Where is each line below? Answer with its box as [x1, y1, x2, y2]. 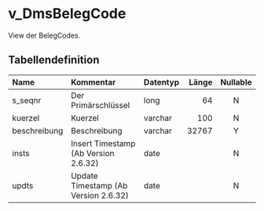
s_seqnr [12, 95, 42, 106]
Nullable [219, 76, 252, 87]
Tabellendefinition [8, 53, 100, 67]
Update [70, 170, 98, 181]
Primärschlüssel [70, 100, 130, 111]
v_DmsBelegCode [8, 5, 126, 23]
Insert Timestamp [70, 138, 136, 149]
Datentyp [144, 76, 180, 87]
